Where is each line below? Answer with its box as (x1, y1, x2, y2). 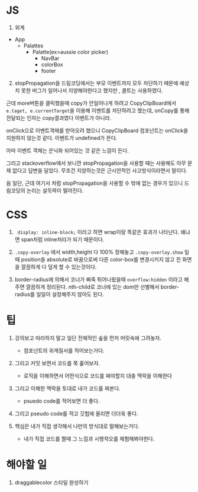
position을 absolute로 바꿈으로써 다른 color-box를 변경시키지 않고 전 (21, 255, 181, 263)
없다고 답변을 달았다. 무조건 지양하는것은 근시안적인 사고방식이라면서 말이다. (12, 167, 188, 174)
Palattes (23, 42, 44, 49)
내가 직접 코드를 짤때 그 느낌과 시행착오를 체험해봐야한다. (23, 435, 155, 442)
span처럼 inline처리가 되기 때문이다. (21, 235, 105, 243)
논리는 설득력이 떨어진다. (26, 187, 84, 194)
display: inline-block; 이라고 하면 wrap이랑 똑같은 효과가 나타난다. (17, 228, 180, 235)
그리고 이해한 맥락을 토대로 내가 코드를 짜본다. (14, 385, 121, 392)
